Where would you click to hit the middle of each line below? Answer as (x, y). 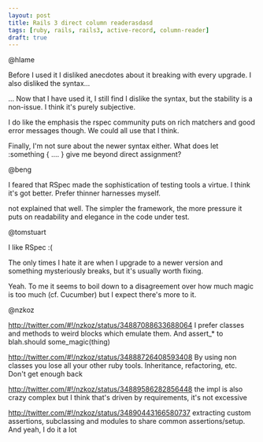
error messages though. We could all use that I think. (94, 131)
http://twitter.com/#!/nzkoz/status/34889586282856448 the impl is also (126, 389)
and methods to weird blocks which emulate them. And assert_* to (116, 334)
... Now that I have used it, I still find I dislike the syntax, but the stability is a (131, 98)
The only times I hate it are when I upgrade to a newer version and (115, 263)
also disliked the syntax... (49, 84)
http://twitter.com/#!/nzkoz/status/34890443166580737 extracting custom (130, 413)
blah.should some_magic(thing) (59, 342)
